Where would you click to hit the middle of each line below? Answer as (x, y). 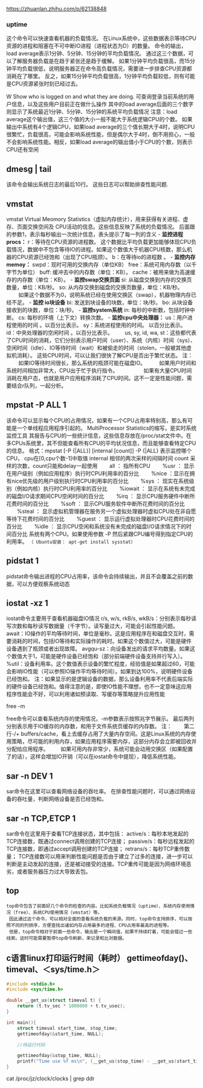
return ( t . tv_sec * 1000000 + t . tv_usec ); (71, 1006)
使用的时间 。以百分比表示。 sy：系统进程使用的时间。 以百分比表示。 (98, 325)
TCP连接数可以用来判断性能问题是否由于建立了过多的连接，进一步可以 (105, 856)
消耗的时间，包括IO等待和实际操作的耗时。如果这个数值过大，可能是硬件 (101, 641)
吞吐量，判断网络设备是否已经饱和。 (62, 799)
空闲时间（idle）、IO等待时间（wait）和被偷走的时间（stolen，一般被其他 (96, 348)
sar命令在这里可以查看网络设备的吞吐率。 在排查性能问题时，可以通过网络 (98, 791)
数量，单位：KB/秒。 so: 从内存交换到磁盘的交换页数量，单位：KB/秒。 (95, 287)
